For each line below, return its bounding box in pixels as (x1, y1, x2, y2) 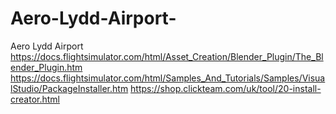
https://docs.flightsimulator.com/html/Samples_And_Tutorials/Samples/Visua (10, 72, 326, 84)
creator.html (10, 93, 60, 105)
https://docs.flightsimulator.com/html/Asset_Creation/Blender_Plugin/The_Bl (10, 50, 324, 62)
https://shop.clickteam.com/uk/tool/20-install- (130, 82, 322, 94)
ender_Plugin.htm (10, 61, 83, 73)
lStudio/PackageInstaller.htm (10, 82, 129, 94)
